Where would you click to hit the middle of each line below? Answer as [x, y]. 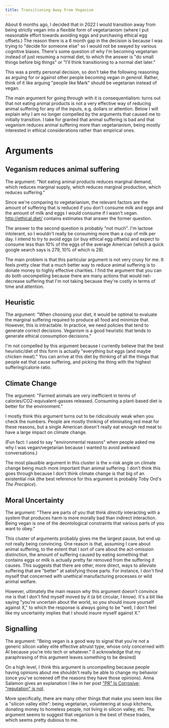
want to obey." [20, 529]
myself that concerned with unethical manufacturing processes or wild [79, 576]
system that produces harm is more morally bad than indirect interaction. [81, 518]
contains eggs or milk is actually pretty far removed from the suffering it [80, 560]
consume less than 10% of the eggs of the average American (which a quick [84, 244]
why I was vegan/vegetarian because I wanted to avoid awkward [73, 448]
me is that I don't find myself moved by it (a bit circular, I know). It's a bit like [84, 597]
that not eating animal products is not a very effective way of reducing [78, 103]
